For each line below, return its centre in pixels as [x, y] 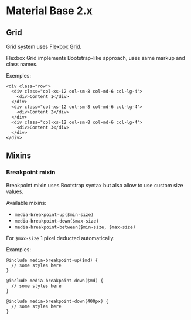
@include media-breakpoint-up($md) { [52, 260]
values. [15, 191]
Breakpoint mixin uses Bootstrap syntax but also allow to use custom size [95, 185]
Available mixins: [26, 203]
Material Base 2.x [49, 11]
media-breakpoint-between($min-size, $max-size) [75, 227]
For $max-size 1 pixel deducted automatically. [61, 238]
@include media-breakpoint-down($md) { [55, 281]
